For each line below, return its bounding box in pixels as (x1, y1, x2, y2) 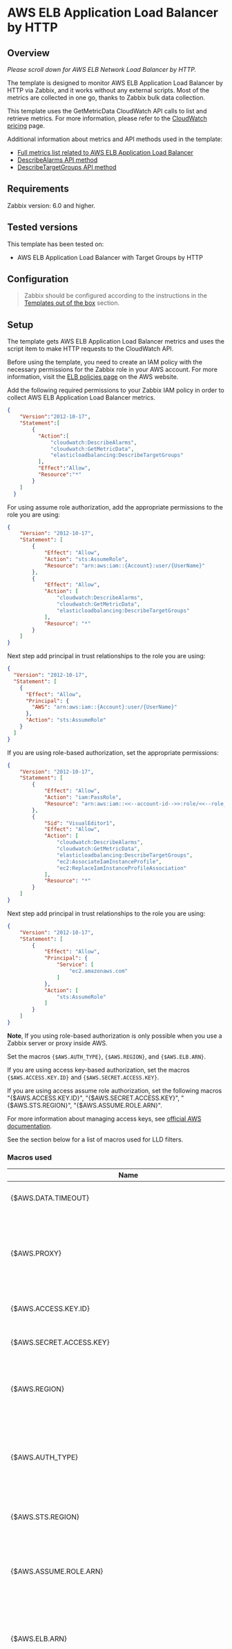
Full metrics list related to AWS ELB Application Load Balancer (17, 149, 193, 156)
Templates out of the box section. (23, 299, 120, 307)
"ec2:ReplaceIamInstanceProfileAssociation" (56, 864, 187, 872)
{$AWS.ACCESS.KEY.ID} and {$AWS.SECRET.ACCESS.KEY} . (7, 1073, 159, 1081)
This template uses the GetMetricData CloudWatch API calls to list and (7, 107, 207, 115)
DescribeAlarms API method (17, 156, 98, 164)
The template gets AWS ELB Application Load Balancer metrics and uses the (7, 337, 225, 346)
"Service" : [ (56, 961, 95, 969)
